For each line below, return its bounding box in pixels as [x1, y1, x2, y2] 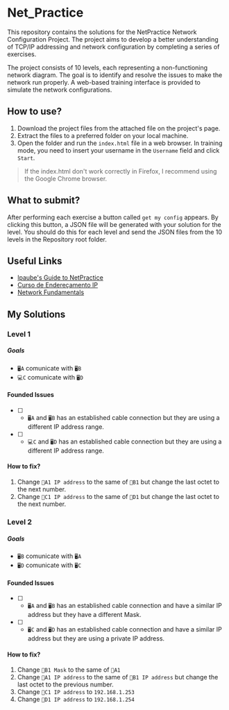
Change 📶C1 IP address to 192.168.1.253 [17, 688, 135, 696]
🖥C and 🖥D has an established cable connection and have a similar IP [27, 625, 222, 634]
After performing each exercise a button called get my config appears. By [7, 213, 219, 221]
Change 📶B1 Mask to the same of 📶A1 [17, 666, 121, 674]
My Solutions [7, 308, 66, 320]
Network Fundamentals [17, 288, 85, 296]
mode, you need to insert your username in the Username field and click [17, 146, 220, 154]
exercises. [7, 50, 37, 58]
